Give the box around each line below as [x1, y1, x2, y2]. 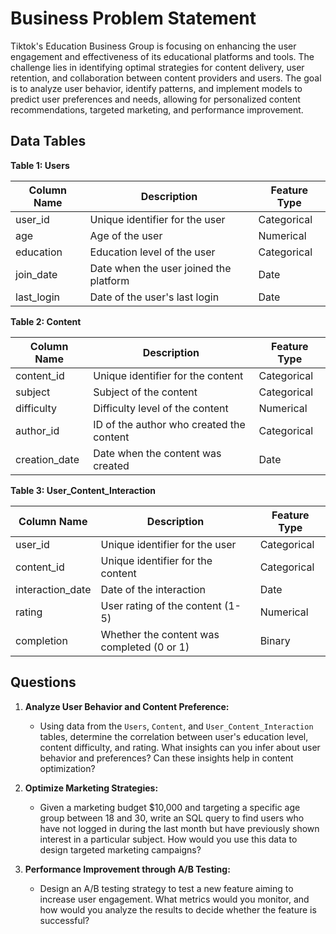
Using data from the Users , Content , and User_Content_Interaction [39, 720, 314, 732]
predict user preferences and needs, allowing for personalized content [10, 93, 301, 105]
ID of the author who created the [93, 417, 246, 431]
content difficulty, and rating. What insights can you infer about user [39, 741, 321, 753]
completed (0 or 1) [100, 640, 190, 654]
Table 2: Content [10, 315, 82, 327]
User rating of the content [100, 598, 222, 612]
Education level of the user [89, 245, 216, 259]
